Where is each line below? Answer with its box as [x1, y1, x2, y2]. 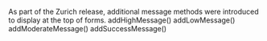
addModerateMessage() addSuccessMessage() [8, 24, 167, 33]
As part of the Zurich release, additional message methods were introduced [8, 7, 259, 16]
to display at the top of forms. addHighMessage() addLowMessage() [8, 15, 236, 25]
